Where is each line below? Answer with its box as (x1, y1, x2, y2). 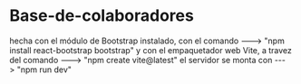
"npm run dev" (16, 64, 73, 75)
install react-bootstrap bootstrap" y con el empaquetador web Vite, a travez (9, 44, 293, 55)
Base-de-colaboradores (9, 5, 195, 26)
